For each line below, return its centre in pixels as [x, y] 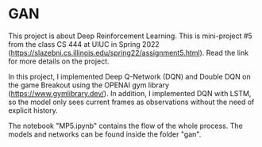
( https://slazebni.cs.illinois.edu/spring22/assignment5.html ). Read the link [128, 52]
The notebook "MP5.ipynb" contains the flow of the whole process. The [126, 126]
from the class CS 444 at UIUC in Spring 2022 [84, 44]
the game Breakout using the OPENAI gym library [89, 85]
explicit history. [33, 110]
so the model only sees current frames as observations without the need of [131, 102]
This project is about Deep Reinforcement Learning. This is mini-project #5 [130, 36]
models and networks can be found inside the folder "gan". [105, 134]
